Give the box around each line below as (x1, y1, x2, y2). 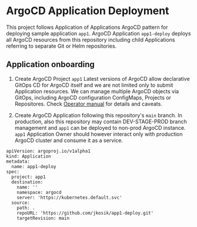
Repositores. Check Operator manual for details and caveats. (14, 100, 163, 107)
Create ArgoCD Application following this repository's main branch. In (14, 111, 182, 119)
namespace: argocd (16, 189, 62, 195)
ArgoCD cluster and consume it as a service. (14, 137, 123, 144)
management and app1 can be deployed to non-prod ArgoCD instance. (14, 124, 186, 131)
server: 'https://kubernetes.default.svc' (16, 195, 122, 200)
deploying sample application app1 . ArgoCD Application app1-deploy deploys (6, 29, 191, 37)
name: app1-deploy (11, 163, 57, 169)
